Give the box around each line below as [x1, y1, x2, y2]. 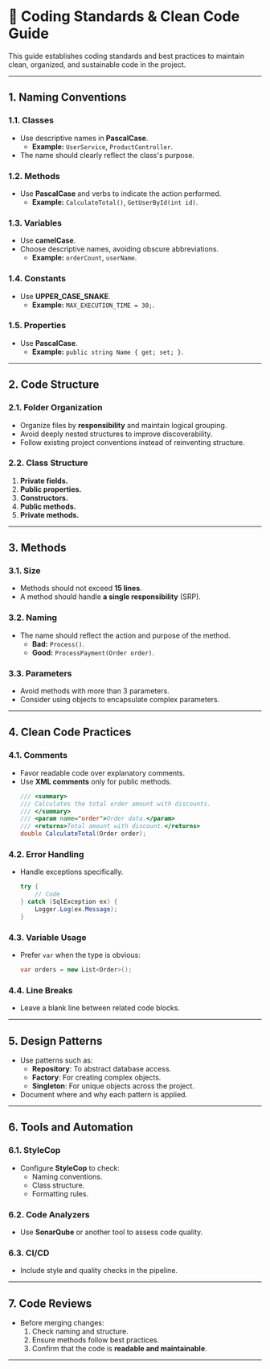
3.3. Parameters [8, 668, 72, 679]
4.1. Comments [8, 750, 68, 761]
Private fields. [19, 476, 68, 485]
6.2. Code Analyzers [8, 1209, 90, 1220]
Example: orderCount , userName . [31, 253, 137, 263]
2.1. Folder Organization [8, 402, 103, 414]
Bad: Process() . [31, 639, 84, 648]
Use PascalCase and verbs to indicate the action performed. [19, 189, 222, 198]
